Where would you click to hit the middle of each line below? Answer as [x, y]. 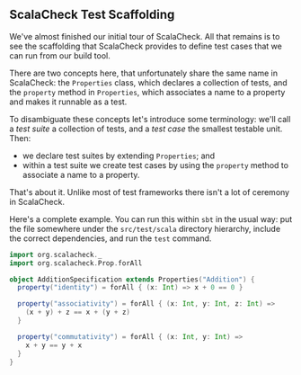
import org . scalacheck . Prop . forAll [76, 263]
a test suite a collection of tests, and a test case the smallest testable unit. [146, 129]
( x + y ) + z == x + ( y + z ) [78, 312]
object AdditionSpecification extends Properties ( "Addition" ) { [132, 279]
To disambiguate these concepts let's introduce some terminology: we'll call [150, 119]
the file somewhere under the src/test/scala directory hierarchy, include [145, 228]
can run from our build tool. [60, 55]
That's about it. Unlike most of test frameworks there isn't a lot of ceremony [150, 192]
